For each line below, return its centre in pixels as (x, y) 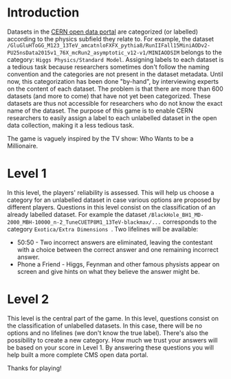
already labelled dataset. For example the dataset (77, 214)
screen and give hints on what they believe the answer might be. (109, 271)
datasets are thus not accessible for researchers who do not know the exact (115, 103)
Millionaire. (23, 146)
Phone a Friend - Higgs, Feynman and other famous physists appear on (118, 264)
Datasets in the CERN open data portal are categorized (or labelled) (102, 32)
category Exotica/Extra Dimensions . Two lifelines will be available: (103, 229)
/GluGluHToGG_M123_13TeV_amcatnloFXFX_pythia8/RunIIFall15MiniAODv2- (109, 45)
